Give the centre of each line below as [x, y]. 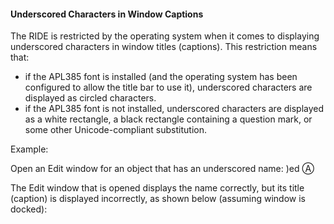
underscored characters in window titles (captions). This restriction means [164, 47]
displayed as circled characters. [90, 98]
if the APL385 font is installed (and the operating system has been [161, 77]
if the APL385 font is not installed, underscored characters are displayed [174, 109]
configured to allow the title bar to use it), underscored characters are [168, 87]
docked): [29, 209]
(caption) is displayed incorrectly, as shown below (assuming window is [158, 199]
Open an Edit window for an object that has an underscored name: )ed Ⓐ [162, 169]
